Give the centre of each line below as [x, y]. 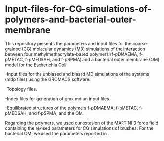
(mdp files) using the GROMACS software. [48, 79]
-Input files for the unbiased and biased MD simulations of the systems [77, 74]
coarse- [141, 43]
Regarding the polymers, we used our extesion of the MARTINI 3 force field [82, 123]
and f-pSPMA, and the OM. [56, 113]
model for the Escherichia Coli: [36, 65]
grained [13, 49]
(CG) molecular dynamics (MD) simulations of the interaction [84, 49]
